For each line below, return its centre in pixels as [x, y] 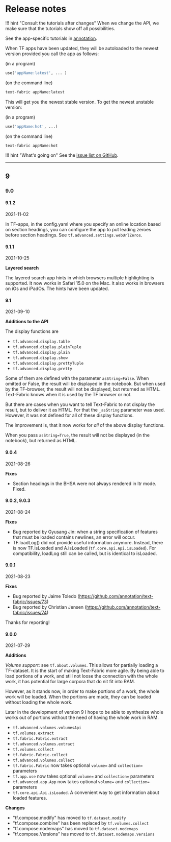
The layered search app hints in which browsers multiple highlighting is [80, 278]
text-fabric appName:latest [35, 92]
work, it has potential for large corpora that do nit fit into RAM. [70, 682]
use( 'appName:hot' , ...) [32, 126]
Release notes [36, 9]
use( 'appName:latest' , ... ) [36, 73]
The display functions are [32, 331]
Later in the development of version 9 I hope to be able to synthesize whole [84, 712]
